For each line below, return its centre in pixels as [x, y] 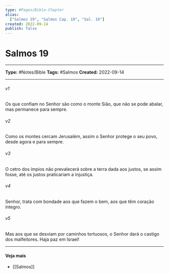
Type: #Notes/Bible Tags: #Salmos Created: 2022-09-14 [65, 72]
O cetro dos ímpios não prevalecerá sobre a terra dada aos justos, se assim [83, 169]
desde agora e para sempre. [35, 142]
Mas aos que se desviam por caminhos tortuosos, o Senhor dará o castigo [82, 234]
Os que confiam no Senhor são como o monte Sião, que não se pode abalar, [84, 104]
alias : [12, 15]
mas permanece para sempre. [36, 109]
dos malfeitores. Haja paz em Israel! [42, 239]
